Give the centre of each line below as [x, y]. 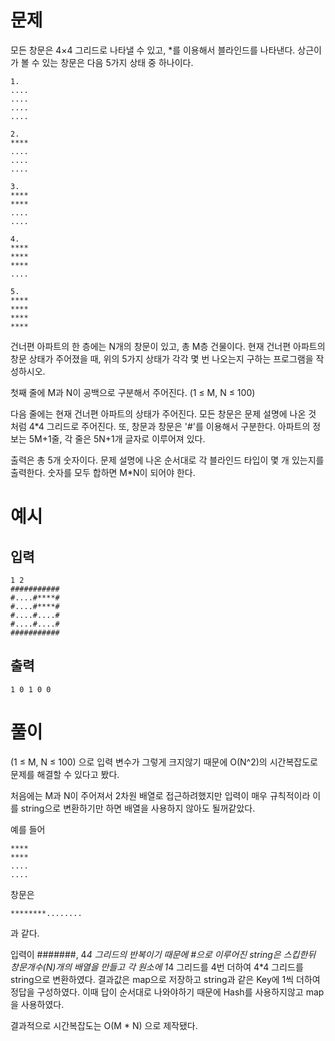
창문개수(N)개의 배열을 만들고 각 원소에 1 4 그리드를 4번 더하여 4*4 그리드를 [157, 967]
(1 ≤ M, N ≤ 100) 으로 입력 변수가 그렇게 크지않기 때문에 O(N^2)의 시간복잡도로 [164, 762]
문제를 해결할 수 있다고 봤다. [65, 774]
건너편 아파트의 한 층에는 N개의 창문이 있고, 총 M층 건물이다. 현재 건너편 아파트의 [168, 346]
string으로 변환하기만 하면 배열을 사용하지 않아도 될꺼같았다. [138, 808]
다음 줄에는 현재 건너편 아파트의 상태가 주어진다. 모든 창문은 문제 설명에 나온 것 [163, 413]
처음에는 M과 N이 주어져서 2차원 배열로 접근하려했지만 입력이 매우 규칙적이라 [160, 795]
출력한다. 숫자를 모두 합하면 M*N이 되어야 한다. [103, 472]
